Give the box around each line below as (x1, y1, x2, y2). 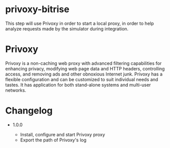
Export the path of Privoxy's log (20, 137, 87, 143)
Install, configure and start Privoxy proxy (20, 131, 106, 137)
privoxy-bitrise (5, 4, 70, 15)
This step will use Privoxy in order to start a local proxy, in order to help (5, 20, 154, 26)
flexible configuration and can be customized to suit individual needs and (5, 76, 158, 82)
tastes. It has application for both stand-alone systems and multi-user (5, 82, 151, 88)
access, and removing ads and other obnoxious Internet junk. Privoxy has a (5, 71, 163, 77)
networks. (5, 87, 26, 93)
